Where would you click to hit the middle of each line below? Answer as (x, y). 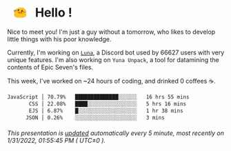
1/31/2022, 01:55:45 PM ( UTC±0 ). (56, 140)
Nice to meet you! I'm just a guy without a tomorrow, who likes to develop (111, 32)
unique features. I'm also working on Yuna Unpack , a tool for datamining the (113, 60)
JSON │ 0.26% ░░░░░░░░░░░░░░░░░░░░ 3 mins (95, 118)
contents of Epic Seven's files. (50, 68)
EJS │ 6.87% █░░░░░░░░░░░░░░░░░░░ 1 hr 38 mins (106, 111)
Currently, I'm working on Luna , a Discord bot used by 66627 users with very (116, 52)
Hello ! (53, 13)
